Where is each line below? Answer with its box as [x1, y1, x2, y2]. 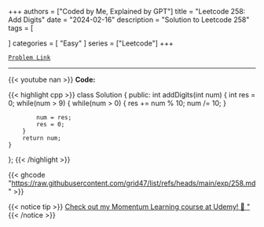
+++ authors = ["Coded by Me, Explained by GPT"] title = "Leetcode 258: [8, 7, 246, 16]
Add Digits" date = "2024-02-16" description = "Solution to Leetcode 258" [8, 15, 250, 24]
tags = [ [8, 24, 34, 32]
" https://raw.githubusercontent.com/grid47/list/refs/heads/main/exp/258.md [8, 178, 256, 188]
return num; [22, 134, 61, 142]
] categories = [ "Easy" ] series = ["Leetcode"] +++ [8, 38, 174, 48]
